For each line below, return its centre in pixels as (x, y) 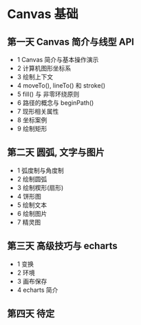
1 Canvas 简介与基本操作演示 (58, 60)
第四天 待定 (31, 314)
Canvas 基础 (43, 14)
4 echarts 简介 (37, 290)
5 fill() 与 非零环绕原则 (48, 94)
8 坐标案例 (32, 120)
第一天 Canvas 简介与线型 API (70, 42)
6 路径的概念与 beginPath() (55, 103)
